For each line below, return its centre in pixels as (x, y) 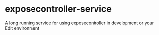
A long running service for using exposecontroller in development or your (79, 23)
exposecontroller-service (58, 9)
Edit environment (22, 28)
